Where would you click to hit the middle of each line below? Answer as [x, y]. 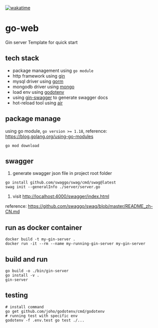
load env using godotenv [38, 92]
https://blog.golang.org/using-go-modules [49, 136]
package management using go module [53, 70]
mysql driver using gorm [38, 81]
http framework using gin [39, 76]
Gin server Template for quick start [41, 42]
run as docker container [44, 227]
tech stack [22, 58]
